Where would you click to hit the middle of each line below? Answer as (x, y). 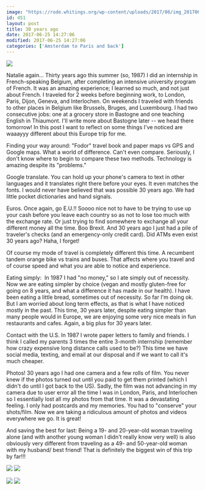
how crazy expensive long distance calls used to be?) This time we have (97, 348)
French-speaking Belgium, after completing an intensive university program (101, 81)
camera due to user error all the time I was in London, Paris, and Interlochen (102, 392)
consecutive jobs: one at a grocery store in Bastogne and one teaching (95, 114)
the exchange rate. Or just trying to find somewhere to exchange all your (97, 221)
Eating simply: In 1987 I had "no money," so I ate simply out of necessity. (98, 277)
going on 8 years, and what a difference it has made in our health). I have (98, 290)
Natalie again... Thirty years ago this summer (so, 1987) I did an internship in (102, 75)
